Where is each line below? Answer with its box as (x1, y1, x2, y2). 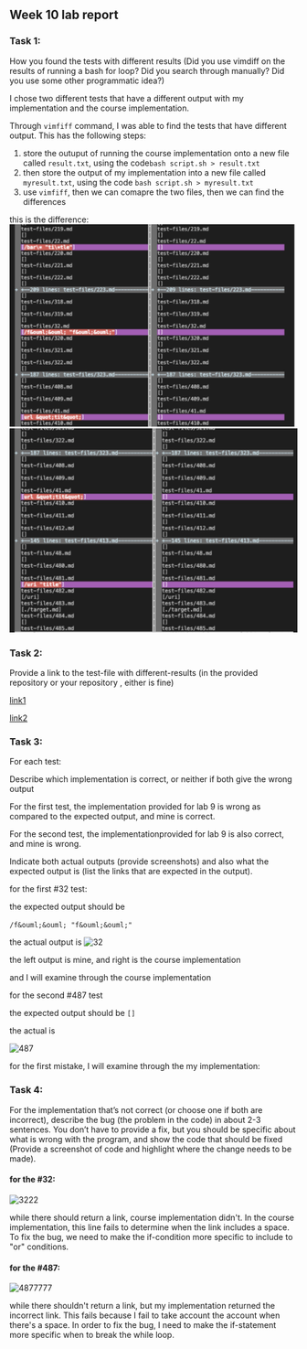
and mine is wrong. (9, 839, 82, 850)
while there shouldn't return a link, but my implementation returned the (9, 1301, 276, 1312)
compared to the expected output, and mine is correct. (9, 811, 216, 822)
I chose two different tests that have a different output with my (9, 92, 244, 103)
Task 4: (9, 1084, 44, 1097)
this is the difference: (9, 214, 90, 225)
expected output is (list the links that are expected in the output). (9, 866, 253, 877)
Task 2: (9, 647, 43, 659)
